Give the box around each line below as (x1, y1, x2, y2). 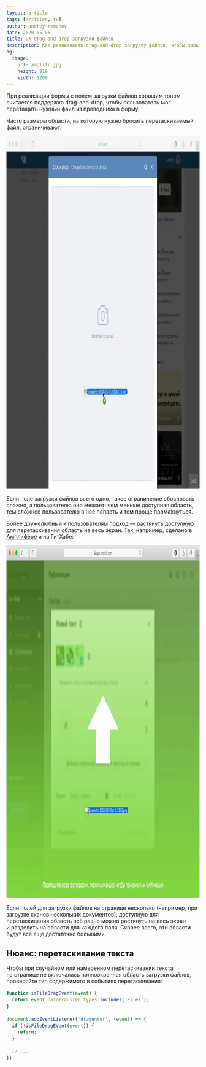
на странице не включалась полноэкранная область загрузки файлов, (6, 971, 191, 979)
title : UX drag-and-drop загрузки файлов (6, 36, 114, 42)
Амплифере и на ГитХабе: (6, 533, 74, 541)
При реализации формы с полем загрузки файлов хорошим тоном (6, 92, 181, 100)
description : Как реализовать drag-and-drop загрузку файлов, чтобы (6, 42, 185, 49)
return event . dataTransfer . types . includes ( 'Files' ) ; (12, 997, 150, 1003)
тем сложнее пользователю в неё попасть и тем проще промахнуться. (6, 508, 193, 515)
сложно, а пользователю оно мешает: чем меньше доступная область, (6, 501, 194, 509)
